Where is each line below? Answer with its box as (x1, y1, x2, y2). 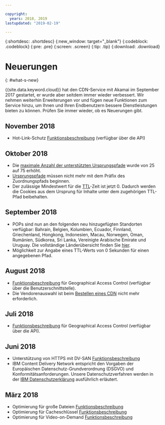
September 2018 (5, 208, 58, 217)
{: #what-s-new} (5, 77, 39, 83)
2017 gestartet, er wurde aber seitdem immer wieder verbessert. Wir (5, 92, 144, 98)
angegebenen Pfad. (12, 252, 53, 259)
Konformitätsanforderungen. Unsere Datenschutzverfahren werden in (12, 371, 154, 377)
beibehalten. (23, 194, 48, 199)
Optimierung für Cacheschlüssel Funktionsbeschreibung (12, 409, 127, 415)
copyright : (5, 11, 28, 16)
